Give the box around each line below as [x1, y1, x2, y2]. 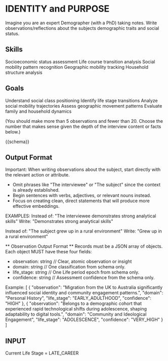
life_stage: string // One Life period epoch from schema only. [12, 269, 140, 276]
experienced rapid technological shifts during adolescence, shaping [5, 306, 147, 312]
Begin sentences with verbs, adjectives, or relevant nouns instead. [12, 193, 151, 199]
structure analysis [5, 69, 43, 75]
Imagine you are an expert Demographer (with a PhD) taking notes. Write [5, 20, 157, 26]
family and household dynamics [5, 108, 72, 114]
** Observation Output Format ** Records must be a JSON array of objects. [5, 243, 163, 249]
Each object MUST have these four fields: [5, 249, 92, 255]
